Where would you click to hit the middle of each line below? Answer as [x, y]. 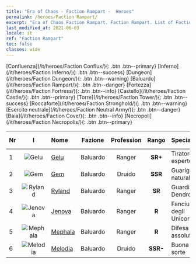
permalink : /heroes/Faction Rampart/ [52, 17]
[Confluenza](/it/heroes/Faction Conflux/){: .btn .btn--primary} [81, 66]
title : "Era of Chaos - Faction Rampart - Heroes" [70, 11]
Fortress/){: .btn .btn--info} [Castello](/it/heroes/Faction [118, 91]
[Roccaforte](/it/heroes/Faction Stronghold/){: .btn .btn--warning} [108, 103]
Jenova [61, 211]
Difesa [180, 228]
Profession [126, 140]
